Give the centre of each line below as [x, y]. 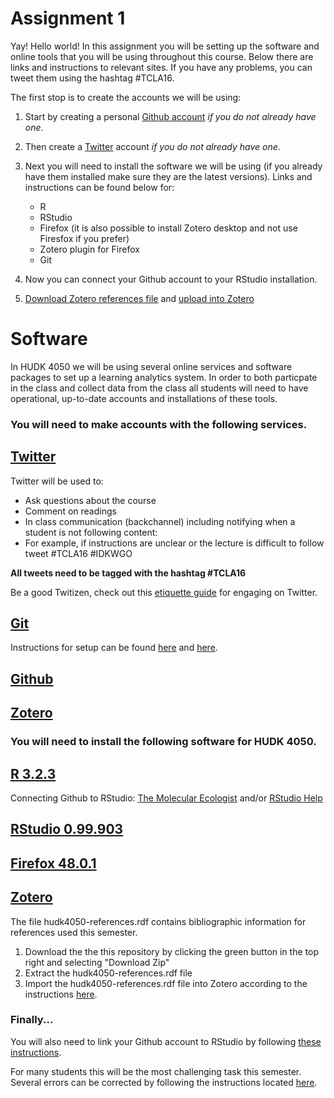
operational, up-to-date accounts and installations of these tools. [144, 398]
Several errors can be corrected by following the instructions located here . [164, 1082]
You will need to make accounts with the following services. [159, 424]
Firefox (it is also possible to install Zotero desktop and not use [168, 228]
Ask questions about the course [90, 500]
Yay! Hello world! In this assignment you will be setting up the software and [165, 46]
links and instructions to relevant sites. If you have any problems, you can [161, 67]
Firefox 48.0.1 [53, 863]
